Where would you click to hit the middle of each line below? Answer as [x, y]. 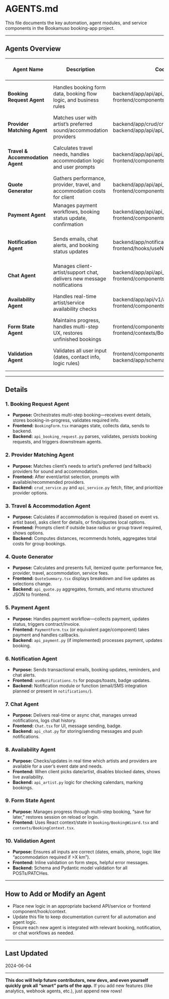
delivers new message [80, 278]
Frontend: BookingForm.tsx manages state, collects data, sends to [81, 426]
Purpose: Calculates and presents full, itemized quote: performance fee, [88, 568]
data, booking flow [75, 93]
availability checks [75, 309]
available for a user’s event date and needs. [58, 766]
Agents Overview [33, 49]
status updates [71, 252]
